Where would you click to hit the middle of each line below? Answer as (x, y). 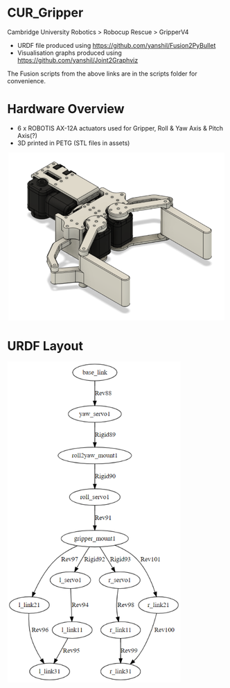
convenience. (27, 80)
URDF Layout (45, 346)
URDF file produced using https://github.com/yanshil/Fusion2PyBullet (116, 45)
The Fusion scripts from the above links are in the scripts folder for (102, 74)
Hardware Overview (66, 109)
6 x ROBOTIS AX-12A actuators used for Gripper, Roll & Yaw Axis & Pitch (120, 128)
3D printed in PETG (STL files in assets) (73, 143)
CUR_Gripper (45, 13)
